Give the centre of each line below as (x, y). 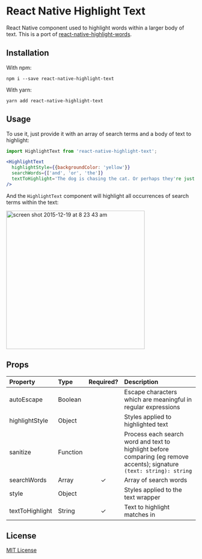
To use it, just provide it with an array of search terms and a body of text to (99, 134)
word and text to (147, 442)
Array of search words (156, 480)
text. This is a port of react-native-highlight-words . (69, 34)
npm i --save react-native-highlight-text (60, 79)
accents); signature (151, 464)
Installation (28, 53)
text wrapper (142, 497)
